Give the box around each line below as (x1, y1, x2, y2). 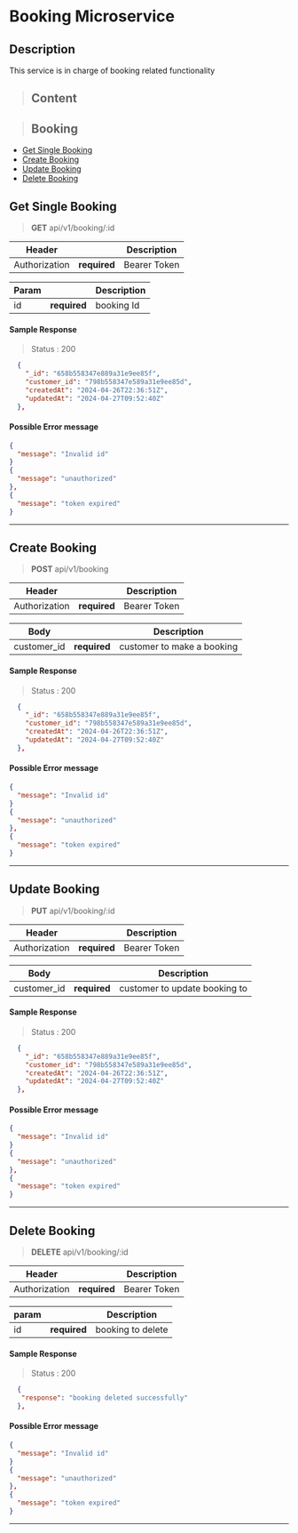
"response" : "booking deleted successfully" (20, 1393, 189, 1402)
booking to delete (95, 1323, 169, 1336)
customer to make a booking (119, 640, 238, 653)
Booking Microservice (9, 6, 176, 27)
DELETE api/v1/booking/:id (30, 1247, 129, 1257)
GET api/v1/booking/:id (30, 222, 115, 233)
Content (30, 91, 78, 106)
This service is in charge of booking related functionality (9, 65, 216, 76)
